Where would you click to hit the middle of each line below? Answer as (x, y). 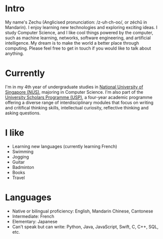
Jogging (21, 157)
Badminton (23, 167)
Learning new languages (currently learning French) (65, 146)
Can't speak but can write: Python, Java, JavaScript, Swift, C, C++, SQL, (85, 227)
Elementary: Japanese (35, 221)
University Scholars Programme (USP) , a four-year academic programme (79, 97)
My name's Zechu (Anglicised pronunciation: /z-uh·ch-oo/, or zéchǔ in (76, 22)
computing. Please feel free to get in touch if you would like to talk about (78, 48)
